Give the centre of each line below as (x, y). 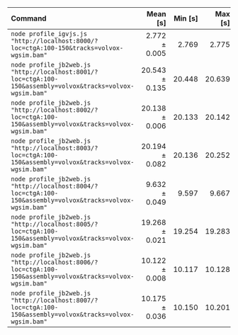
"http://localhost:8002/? (55, 110)
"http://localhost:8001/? (55, 72)
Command (29, 18)
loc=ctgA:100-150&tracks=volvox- (67, 48)
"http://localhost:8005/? (55, 224)
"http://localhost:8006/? (55, 262)
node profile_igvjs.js (49, 34)
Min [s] (186, 18)
